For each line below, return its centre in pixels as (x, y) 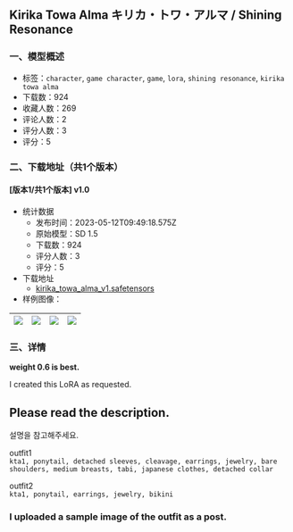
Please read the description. (89, 412)
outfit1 (21, 453)
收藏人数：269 (49, 108)
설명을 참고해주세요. (44, 435)
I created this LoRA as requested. (71, 385)
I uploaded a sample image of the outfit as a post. (118, 517)
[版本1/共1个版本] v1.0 (50, 190)
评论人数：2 (44, 119)
